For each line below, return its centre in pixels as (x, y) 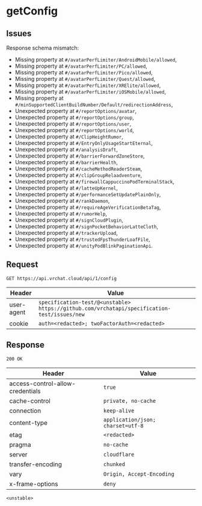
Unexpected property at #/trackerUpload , (66, 233)
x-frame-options (34, 484)
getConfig (32, 11)
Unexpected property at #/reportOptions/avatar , (76, 111)
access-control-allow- (43, 383)
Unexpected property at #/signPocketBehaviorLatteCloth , (86, 226)
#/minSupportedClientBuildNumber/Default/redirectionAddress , (94, 104)
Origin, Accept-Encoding (139, 474)
